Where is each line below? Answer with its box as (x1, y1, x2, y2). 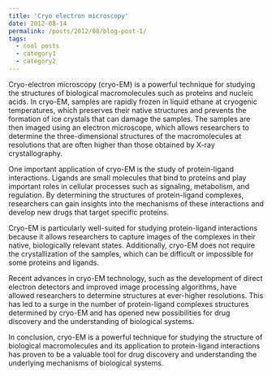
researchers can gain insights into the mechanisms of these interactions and (8, 198, 264, 208)
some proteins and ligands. (8, 257, 99, 267)
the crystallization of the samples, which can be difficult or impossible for (8, 249, 254, 258)
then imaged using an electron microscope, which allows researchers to (8, 123, 250, 132)
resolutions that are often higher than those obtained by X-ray (8, 140, 215, 149)
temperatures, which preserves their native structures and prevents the (8, 105, 247, 115)
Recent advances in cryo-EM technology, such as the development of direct (8, 273, 263, 283)
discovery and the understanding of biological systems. (8, 316, 195, 326)
